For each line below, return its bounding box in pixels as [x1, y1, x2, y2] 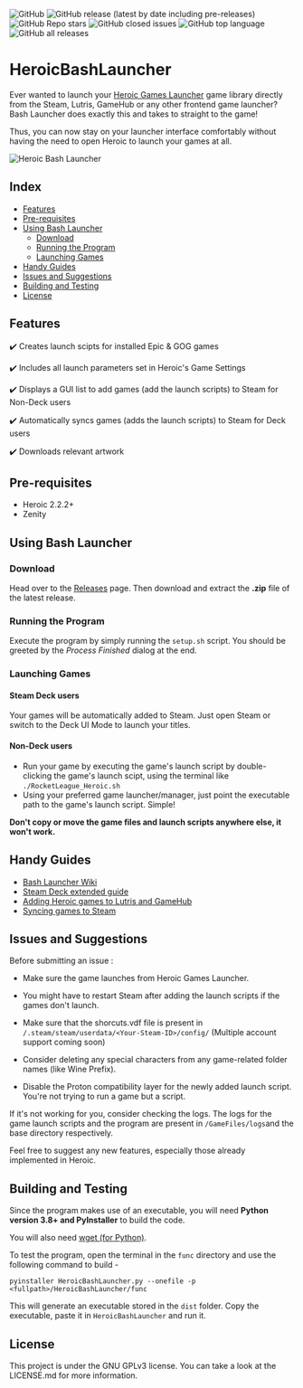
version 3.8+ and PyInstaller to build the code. [9, 1214, 185, 1225]
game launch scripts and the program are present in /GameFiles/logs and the [9, 1118, 294, 1129]
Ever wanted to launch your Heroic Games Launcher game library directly [9, 89, 283, 99]
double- [236, 760, 267, 771]
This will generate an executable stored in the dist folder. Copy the [9, 1300, 260, 1311]
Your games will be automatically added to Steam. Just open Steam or [9, 710, 271, 721]
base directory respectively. [9, 1128, 114, 1138]
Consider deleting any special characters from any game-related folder [22, 1054, 288, 1065]
